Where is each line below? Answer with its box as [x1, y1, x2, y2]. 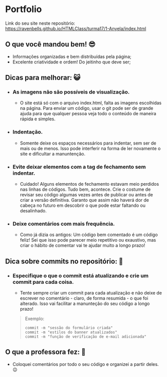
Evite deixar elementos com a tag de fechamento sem [12, 163, 146, 170]
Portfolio [5, 4, 42, 15]
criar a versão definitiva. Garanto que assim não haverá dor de [20, 197, 149, 203]
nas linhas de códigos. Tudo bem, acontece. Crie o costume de [20, 186, 151, 192]
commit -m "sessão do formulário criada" [25, 326, 113, 331]
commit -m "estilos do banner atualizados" [25, 330, 118, 335]
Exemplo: [25, 316, 45, 322]
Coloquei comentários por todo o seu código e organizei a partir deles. [12, 361, 159, 367]
